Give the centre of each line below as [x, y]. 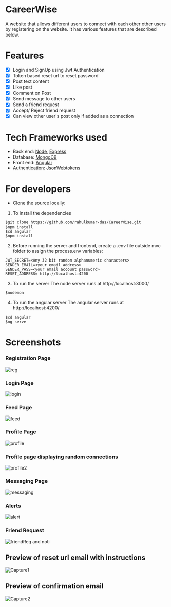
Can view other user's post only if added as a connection [73, 116]
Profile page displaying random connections [62, 457]
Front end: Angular [33, 163]
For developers [38, 189]
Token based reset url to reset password [55, 75]
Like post [22, 87]
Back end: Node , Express [40, 152]
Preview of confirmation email [54, 586]
